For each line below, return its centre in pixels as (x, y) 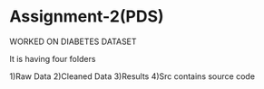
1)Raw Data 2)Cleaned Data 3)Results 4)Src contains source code (132, 76)
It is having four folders (53, 58)
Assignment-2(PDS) (87, 17)
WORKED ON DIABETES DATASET (73, 41)
